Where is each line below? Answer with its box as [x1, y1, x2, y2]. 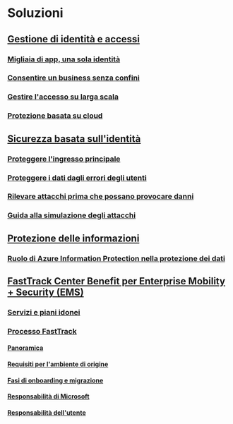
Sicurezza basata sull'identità [7, 133, 141, 145]
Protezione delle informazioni [7, 232, 140, 244]
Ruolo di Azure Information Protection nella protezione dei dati [7, 253, 226, 263]
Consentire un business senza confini [7, 73, 140, 83]
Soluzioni [7, 5, 64, 21]
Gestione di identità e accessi [7, 33, 140, 45]
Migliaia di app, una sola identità [7, 54, 121, 64]
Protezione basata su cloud [7, 111, 103, 121]
